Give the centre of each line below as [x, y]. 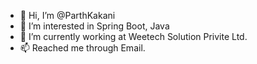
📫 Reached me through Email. [82, 48]
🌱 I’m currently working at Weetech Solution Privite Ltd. [133, 36]
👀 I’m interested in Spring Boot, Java [94, 26]
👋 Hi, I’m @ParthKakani [67, 15]
